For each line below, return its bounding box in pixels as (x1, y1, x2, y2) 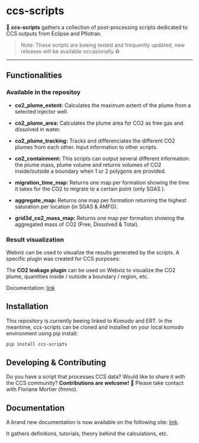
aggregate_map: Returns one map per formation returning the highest (14, 196, 187, 203)
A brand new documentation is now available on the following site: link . (6, 419, 179, 426)
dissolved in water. (14, 125, 61, 132)
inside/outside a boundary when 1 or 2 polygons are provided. (14, 167, 166, 174)
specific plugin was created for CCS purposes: (6, 255, 120, 262)
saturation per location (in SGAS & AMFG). (14, 203, 118, 210)
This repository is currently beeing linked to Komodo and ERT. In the (6, 317, 173, 324)
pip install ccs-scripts (6, 341, 68, 347)
